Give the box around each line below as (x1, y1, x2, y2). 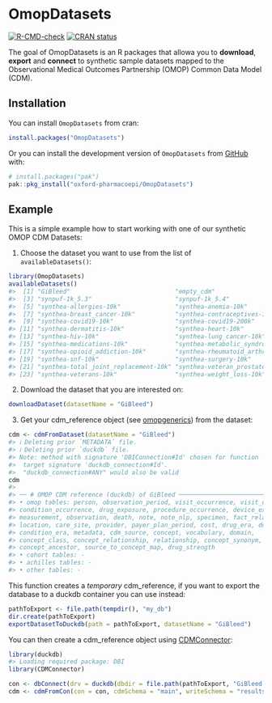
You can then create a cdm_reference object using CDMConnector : (8, 634, 233, 644)
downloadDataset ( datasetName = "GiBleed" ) (8, 400, 154, 409)
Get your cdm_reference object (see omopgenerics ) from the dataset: (19, 415, 253, 425)
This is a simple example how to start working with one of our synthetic (8, 224, 247, 234)
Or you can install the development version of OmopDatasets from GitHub (8, 148, 249, 158)
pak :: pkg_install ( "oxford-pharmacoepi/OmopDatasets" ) (8, 180, 194, 188)
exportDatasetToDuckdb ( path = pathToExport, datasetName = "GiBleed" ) (8, 620, 252, 628)
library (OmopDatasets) (8, 273, 85, 281)
